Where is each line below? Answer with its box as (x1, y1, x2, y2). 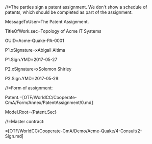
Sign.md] (5, 133, 24, 139)
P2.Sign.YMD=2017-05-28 (5, 76, 59, 81)
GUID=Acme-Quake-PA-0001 (5, 38, 65, 43)
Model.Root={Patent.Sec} (5, 109, 57, 115)
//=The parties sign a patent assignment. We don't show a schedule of (5, 4, 148, 10)
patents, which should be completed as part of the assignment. (5, 9, 133, 15)
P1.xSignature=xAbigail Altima (5, 47, 66, 53)
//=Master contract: (5, 119, 45, 124)
